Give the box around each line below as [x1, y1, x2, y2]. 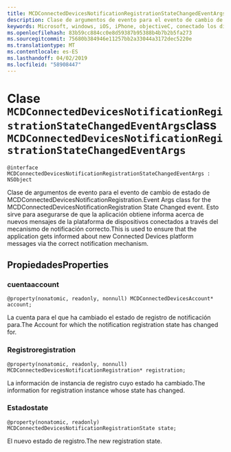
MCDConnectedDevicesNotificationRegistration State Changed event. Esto [7, 203, 219, 211]
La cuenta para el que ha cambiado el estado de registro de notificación [7, 313, 211, 321]
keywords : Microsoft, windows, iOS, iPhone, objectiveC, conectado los [7, 23, 217, 30]
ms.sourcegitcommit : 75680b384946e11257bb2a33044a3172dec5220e [7, 36, 192, 43]
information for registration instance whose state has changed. [7, 386, 186, 394]
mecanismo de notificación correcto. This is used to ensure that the [7, 225, 197, 233]
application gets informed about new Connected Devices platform [7, 231, 194, 240]
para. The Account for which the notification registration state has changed [7, 321, 219, 329]
